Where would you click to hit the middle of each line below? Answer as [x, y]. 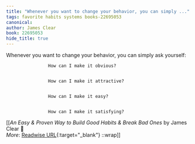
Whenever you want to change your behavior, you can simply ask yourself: [96, 55]
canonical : [19, 22]
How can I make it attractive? [86, 81]
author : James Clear [31, 28]
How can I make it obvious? [82, 66]
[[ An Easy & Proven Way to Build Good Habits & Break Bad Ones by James [97, 122]
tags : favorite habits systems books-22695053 [64, 17]
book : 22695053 [25, 33]
